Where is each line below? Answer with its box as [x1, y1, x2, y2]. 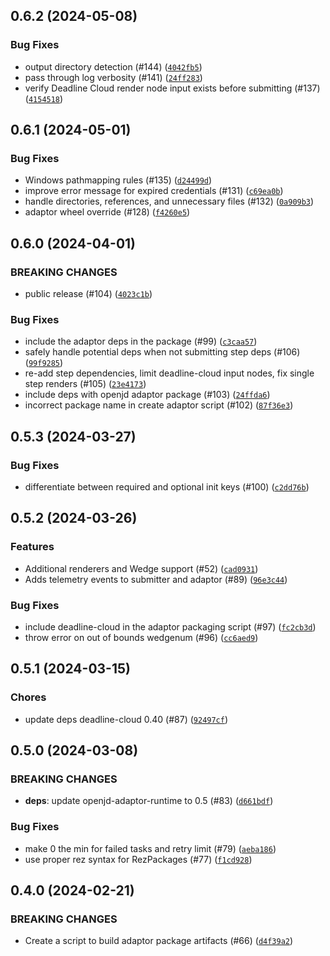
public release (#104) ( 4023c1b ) [24, 288, 153, 300]
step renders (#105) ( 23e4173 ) [24, 378, 147, 390]
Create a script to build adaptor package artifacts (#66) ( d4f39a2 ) [24, 935, 294, 947]
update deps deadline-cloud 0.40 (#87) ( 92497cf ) [24, 713, 229, 725]
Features [10, 540, 55, 554]
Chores [10, 690, 47, 704]
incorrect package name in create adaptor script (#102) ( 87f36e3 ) [24, 399, 294, 411]
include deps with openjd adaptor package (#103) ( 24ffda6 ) [24, 389, 271, 401]
